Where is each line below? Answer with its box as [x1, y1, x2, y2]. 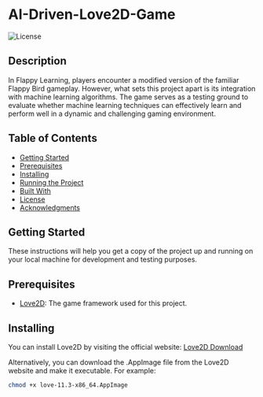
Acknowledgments [19, 202, 81, 212]
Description [8, 54, 67, 68]
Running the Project [19, 177, 84, 187]
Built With [19, 186, 51, 195]
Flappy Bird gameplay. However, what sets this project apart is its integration [8, 83, 256, 93]
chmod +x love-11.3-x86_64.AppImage [8, 381, 128, 389]
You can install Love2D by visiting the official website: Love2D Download [8, 343, 243, 351]
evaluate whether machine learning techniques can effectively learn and [8, 100, 242, 109]
